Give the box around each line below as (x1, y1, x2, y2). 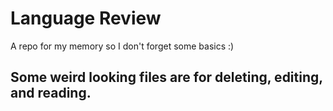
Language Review (10, 7, 162, 30)
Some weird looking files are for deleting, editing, (10, 69, 323, 86)
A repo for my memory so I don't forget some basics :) (10, 40, 235, 52)
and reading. (10, 85, 92, 102)
